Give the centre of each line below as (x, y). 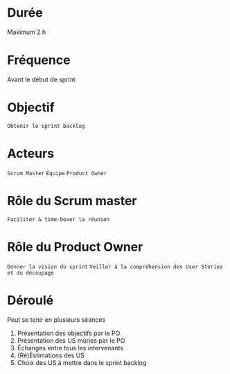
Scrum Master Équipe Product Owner (57, 173)
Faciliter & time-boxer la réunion (59, 219)
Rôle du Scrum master (72, 201)
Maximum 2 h (27, 32)
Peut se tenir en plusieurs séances (56, 319)
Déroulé (30, 300)
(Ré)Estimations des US (51, 355)
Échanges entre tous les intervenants (70, 348)
